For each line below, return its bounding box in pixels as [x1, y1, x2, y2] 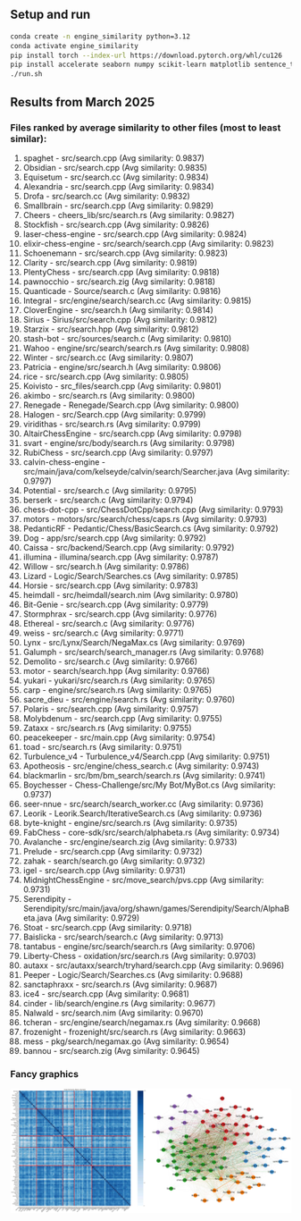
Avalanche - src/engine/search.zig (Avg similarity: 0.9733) [22, 836, 238, 847]
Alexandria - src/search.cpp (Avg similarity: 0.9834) [22, 181, 215, 191]
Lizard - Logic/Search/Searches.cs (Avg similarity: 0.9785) [22, 570, 239, 581]
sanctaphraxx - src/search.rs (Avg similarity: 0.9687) [22, 979, 218, 989]
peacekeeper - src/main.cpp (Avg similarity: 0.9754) [22, 732, 216, 743]
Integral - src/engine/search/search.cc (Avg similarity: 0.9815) [22, 295, 252, 306]
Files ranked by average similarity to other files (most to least [10, 121, 281, 133]
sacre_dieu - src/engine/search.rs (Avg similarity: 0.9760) [22, 694, 236, 704]
